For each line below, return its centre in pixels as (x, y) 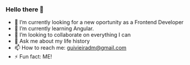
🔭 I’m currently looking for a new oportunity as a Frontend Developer (99, 22)
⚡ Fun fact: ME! (33, 57)
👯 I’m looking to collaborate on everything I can (73, 35)
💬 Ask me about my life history (52, 41)
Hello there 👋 (25, 9)
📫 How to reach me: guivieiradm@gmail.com (70, 48)
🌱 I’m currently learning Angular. (54, 28)
